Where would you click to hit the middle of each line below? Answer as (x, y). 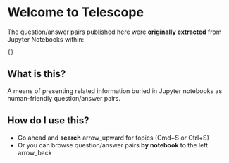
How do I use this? (48, 121)
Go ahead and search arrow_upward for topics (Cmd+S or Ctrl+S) (113, 138)
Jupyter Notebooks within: (46, 39)
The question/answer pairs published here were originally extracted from (114, 32)
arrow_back (35, 152)
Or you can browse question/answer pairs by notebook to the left (113, 145)
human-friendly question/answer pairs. (64, 98)
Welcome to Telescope (76, 12)
